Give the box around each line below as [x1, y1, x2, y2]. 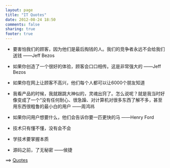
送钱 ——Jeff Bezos [12, 52, 55, 58]
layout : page [5, 7, 33, 13]
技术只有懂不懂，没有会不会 [12, 125, 71, 131]
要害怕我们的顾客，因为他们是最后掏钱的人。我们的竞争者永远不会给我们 [12, 46, 165, 52]
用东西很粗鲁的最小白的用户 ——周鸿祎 [12, 103, 95, 109]
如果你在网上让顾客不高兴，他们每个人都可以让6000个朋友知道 [12, 80, 145, 86]
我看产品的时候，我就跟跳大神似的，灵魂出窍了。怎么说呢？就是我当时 [12, 91, 161, 96]
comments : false [5, 22, 40, 27]
